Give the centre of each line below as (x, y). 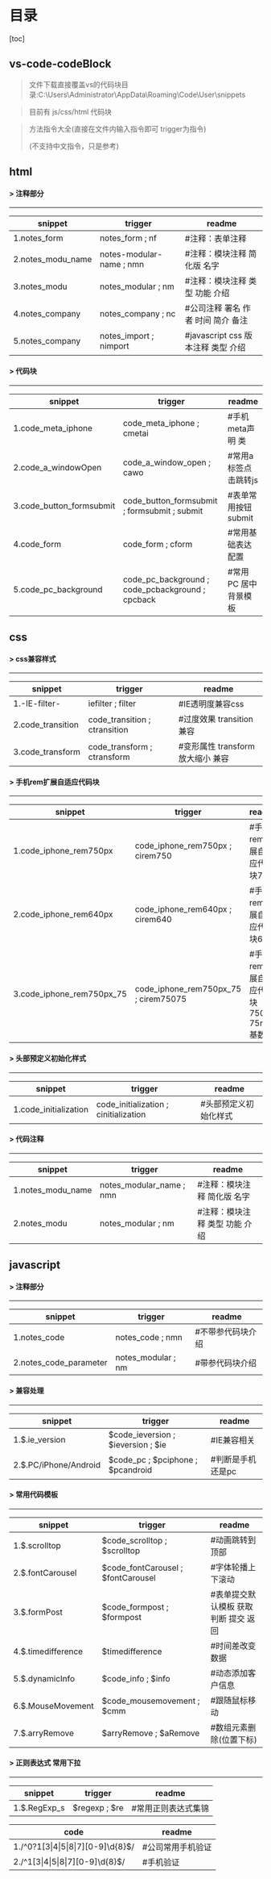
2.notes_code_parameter (60, 1363)
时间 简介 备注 (222, 320)
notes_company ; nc (138, 314)
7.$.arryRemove (44, 1733)
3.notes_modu (40, 286)
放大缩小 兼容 (204, 758)
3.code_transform (47, 752)
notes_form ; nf (129, 238)
